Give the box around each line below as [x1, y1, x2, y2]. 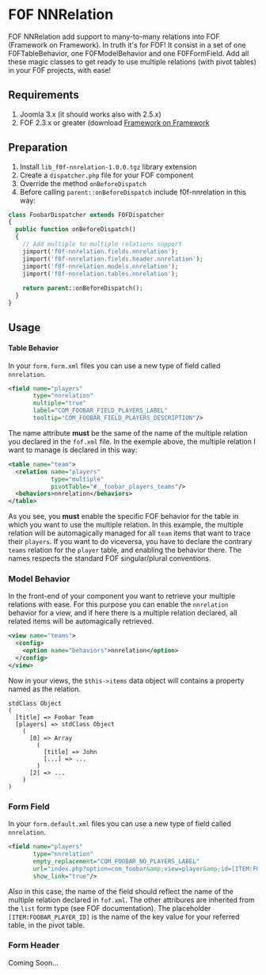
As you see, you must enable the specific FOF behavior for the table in [8, 512, 239, 521]
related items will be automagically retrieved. [8, 616, 154, 627]
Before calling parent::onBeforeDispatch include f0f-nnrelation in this [19, 187, 247, 196]
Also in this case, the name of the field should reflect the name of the [8, 886, 234, 896]
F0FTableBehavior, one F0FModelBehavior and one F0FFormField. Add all [8, 48, 249, 58]
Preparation [8, 141, 68, 154]
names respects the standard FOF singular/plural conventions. [8, 554, 211, 563]
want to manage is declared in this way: [8, 445, 138, 455]
